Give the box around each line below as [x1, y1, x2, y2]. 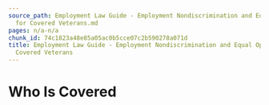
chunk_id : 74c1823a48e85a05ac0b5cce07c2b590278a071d [8, 33, 188, 42]
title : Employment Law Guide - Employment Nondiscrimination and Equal [8, 41, 252, 49]
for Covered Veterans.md [15, 19, 98, 27]
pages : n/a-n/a [8, 26, 59, 34]
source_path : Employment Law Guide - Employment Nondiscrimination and [8, 11, 252, 20]
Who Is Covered [8, 83, 117, 101]
